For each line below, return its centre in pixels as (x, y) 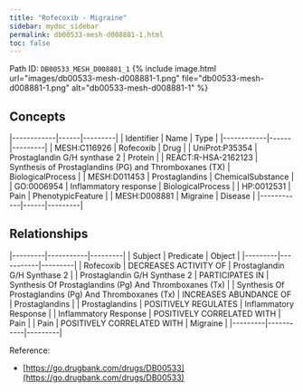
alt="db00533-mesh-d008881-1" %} (140, 88)
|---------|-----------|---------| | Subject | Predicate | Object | (125, 255)
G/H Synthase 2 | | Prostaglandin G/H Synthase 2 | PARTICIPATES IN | (139, 275)
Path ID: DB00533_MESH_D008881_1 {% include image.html (113, 69)
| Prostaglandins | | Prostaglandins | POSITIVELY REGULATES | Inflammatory (152, 303)
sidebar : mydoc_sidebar (54, 26)
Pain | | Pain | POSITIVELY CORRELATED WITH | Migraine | (118, 323)
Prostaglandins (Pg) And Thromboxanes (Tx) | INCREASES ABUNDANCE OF (151, 294)
